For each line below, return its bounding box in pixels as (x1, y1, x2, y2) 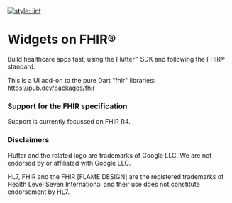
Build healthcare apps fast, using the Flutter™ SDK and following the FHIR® (7, 54, 226, 63)
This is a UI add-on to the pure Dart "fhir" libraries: (7, 76, 155, 84)
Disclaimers (7, 135, 50, 145)
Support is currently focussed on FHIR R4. (7, 117, 131, 126)
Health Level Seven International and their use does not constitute (7, 180, 200, 188)
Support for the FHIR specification (7, 101, 128, 111)
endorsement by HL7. (7, 187, 70, 196)
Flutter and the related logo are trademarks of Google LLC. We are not (7, 151, 212, 159)
